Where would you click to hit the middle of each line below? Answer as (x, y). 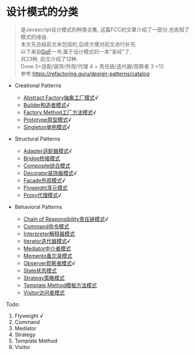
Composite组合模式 (47, 165)
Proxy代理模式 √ (42, 195)
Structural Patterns (37, 138)
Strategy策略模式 (44, 278)
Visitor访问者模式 (44, 293)
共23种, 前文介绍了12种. (49, 59)
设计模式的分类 (42, 12)
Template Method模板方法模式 (60, 285)
